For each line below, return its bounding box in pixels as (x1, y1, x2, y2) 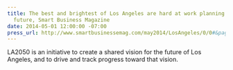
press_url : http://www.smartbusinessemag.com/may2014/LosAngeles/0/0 (7, 29, 213, 36)
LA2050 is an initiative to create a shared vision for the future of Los (7, 48, 202, 56)
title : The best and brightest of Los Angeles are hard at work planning (7, 10, 225, 17)
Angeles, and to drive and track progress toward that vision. (7, 56, 178, 64)
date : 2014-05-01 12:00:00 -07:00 (7, 23, 107, 30)
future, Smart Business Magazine (13, 16, 110, 23)
